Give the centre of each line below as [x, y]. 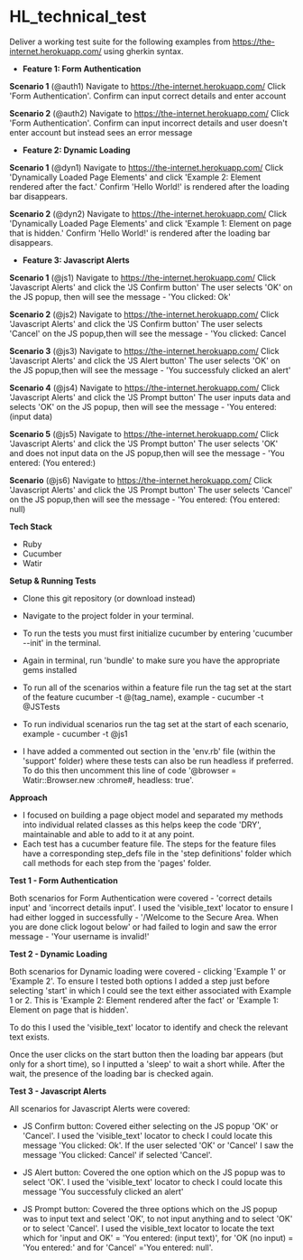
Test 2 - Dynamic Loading [59, 954]
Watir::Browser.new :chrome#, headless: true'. [108, 779]
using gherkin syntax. [143, 51]
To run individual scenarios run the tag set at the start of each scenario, [155, 723]
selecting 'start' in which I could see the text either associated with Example [150, 990]
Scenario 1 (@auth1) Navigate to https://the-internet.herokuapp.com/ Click [148, 86]
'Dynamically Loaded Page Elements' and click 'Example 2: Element [135, 177]
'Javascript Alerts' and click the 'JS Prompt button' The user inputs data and [150, 397]
